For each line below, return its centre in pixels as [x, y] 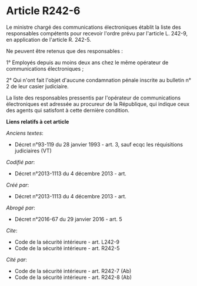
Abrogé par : [21, 208]
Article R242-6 [43, 11]
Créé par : [18, 185]
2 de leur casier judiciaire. [37, 86]
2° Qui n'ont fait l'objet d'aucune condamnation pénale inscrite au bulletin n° [98, 80]
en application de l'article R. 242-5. [49, 39]
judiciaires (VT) [33, 151]
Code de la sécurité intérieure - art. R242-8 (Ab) [73, 277]
